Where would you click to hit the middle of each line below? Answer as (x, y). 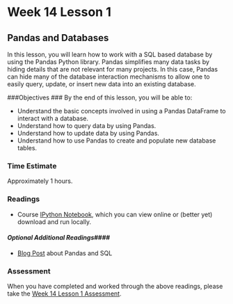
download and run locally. (54, 222)
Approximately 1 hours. (40, 181)
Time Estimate (32, 166)
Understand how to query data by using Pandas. (87, 126)
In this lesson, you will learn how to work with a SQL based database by (110, 54)
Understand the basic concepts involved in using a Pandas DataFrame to (121, 111)
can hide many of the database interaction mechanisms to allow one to (109, 77)
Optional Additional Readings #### (59, 238)
